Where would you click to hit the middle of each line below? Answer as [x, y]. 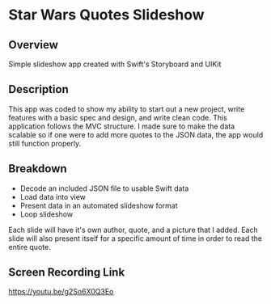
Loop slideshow [47, 214]
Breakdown [38, 169]
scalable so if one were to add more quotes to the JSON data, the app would [136, 134]
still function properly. [45, 143]
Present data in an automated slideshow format [99, 205]
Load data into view [53, 196]
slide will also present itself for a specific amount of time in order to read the [135, 238]
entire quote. [30, 247]
